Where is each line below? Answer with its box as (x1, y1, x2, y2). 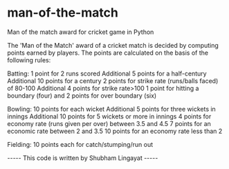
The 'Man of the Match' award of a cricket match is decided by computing (7, 41, 219, 49)
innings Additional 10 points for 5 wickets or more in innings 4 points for (7, 112, 212, 121)
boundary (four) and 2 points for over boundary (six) (7, 91, 157, 100)
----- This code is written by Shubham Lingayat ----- (7, 154, 158, 162)
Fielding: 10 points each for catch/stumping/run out (7, 140, 154, 148)
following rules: (7, 55, 51, 64)
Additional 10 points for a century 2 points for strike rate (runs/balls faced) (7, 76, 219, 84)
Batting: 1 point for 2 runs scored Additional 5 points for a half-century (7, 69, 207, 78)
